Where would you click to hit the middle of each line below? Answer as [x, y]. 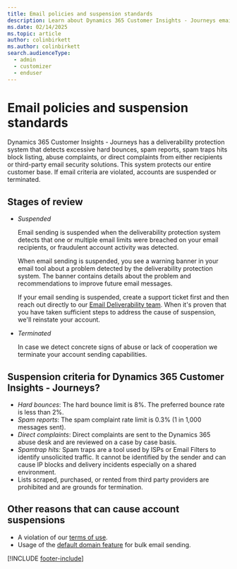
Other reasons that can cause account [93, 509]
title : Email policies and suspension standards [80, 14]
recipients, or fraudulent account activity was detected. [98, 247]
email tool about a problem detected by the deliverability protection [115, 269]
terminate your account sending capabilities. [82, 355]
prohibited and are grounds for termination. [80, 487]
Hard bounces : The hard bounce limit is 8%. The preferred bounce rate [121, 405]
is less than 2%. [41, 412]
